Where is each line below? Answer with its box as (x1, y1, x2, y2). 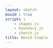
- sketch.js (14, 30, 39, 35)
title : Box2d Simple (5, 35, 48, 40)
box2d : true (5, 12, 32, 17)
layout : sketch (5, 7, 37, 12)
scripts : (5, 16, 26, 21)
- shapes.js (14, 21, 39, 26)
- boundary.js (14, 26, 43, 31)
